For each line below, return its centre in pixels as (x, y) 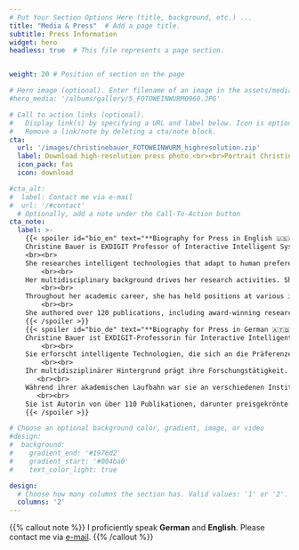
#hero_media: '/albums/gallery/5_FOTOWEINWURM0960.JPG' (115, 99)
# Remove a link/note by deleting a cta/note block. (113, 131)
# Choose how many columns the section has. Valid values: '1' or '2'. (153, 494)
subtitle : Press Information (63, 34)
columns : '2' (41, 502)
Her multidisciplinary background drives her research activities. (153, 280)
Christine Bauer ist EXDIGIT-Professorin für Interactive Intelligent (159, 338)
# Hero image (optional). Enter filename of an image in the (125, 91)
